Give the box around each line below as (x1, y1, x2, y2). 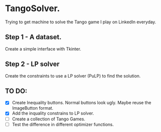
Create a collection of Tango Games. (12, 116, 86, 122)
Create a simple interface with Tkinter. (5, 46, 81, 51)
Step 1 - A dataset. (5, 33, 62, 41)
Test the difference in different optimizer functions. (12, 121, 114, 127)
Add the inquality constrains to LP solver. (12, 110, 95, 116)
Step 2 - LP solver (5, 60, 60, 68)
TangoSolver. (5, 3, 60, 14)
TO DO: (5, 87, 28, 95)
